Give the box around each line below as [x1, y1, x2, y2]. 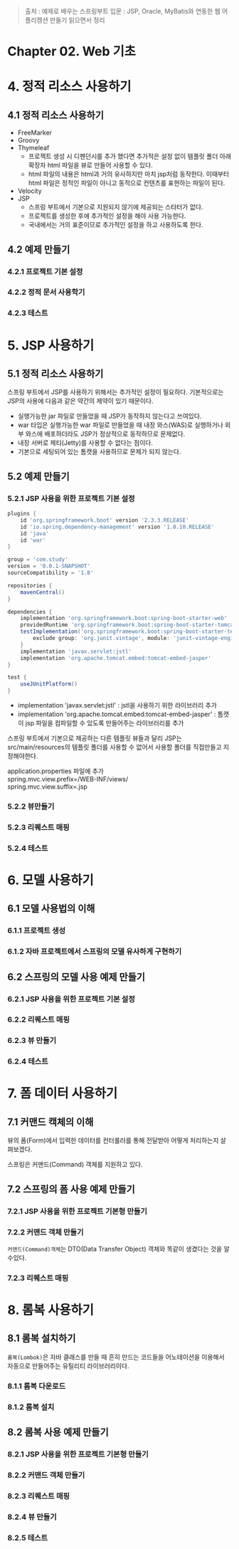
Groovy [17, 136, 40, 145]
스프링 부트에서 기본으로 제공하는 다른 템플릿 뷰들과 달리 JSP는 [7, 734, 183, 742]
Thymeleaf [17, 144, 50, 152]
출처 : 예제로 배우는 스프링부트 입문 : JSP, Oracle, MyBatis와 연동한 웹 [24, 7, 221, 15]
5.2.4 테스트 [7, 843, 48, 853]
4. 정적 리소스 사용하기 [7, 78, 132, 95]
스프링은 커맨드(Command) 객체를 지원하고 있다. [7, 1160, 143, 1169]
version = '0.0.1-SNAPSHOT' [7, 562, 91, 570]
